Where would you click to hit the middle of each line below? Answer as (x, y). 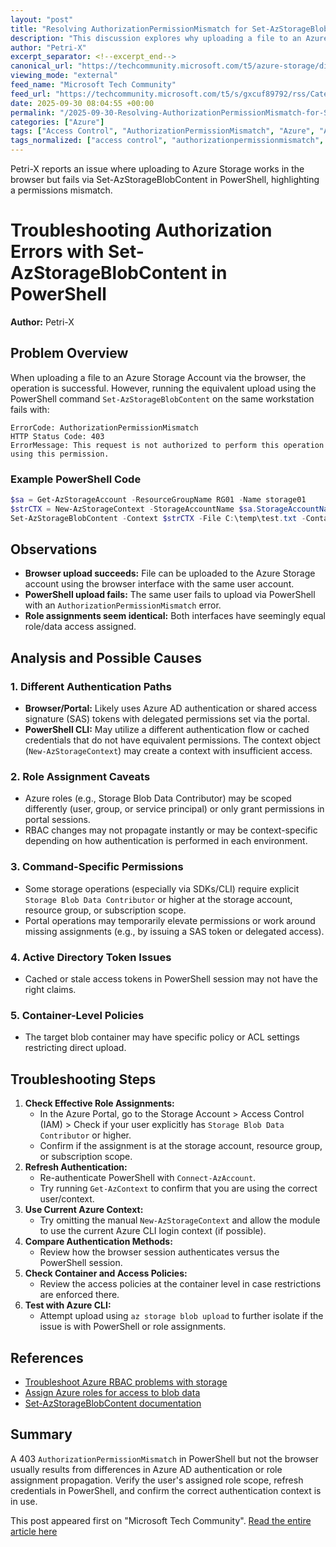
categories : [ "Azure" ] (57, 122)
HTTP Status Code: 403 (57, 436)
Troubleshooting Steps (83, 1079)
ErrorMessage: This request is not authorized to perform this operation (167, 445)
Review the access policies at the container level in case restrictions (180, 1284)
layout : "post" (42, 19)
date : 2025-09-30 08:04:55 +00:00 (82, 103)
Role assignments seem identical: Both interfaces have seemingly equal (175, 616)
